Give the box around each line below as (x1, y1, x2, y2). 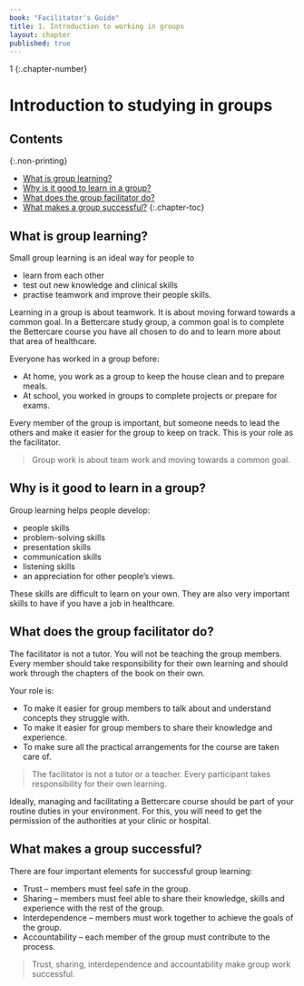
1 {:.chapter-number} (9, 64, 88, 74)
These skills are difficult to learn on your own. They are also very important (9, 587, 290, 599)
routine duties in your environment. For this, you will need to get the (9, 805, 262, 816)
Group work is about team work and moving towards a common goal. (31, 455, 290, 466)
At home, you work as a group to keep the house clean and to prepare (22, 371, 285, 382)
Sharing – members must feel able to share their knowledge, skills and (22, 892, 286, 903)
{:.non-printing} (9, 155, 68, 166)
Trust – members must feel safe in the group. (22, 882, 191, 894)
